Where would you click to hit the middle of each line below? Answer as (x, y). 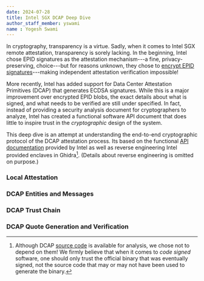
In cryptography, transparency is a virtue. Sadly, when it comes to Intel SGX (101, 46)
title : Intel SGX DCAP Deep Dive (49, 18)
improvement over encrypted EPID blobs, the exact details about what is (97, 97)
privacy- (172, 59)
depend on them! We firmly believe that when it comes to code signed (103, 252)
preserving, (21, 66)
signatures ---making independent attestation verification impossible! (93, 72)
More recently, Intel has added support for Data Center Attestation (89, 84)
